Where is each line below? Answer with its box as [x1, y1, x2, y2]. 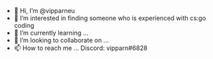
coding [13, 22, 35, 29]
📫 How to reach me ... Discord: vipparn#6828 [13, 44, 148, 52]
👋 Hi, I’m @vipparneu [13, 7, 76, 15]
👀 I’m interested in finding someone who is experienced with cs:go [13, 14, 207, 22]
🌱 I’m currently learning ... [13, 28, 89, 37]
